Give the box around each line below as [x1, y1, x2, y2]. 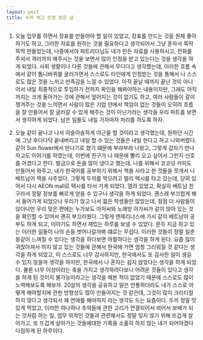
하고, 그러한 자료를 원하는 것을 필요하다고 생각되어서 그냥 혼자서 [31, 40, 182, 47]
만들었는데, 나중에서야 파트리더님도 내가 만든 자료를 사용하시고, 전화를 [26, 47, 193, 55]
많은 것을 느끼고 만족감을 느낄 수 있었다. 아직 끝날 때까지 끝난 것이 [26, 77, 182, 85]
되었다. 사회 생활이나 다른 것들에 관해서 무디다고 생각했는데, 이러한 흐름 [21, 62, 190, 70]
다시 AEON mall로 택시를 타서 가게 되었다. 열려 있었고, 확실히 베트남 [26, 182, 188, 189]
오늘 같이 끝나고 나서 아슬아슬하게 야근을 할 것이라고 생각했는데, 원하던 [15, 129, 182, 136]
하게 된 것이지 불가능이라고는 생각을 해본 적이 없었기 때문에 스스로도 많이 [21, 274, 194, 281]
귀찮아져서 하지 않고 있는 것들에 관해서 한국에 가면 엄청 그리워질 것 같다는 [15, 243, 189, 250]
